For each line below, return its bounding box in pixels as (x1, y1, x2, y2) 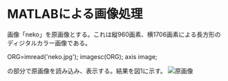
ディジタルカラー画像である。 (7, 38, 92, 47)
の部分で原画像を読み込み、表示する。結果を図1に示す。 (7, 67, 167, 75)
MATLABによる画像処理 (7, 6, 143, 22)
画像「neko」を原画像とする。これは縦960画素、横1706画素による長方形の (7, 30, 221, 38)
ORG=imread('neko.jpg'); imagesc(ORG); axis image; (7, 52, 158, 60)
